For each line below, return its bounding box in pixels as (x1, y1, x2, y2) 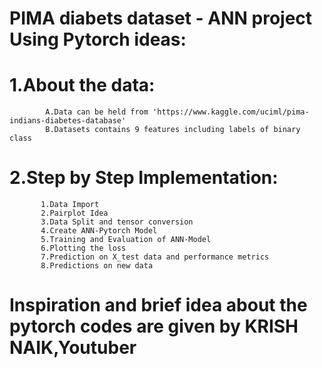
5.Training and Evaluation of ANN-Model (40, 235, 212, 245)
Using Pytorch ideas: (9, 28, 187, 51)
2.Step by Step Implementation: (9, 167, 279, 189)
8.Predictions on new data (40, 261, 154, 271)
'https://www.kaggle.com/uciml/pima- (152, 107, 310, 117)
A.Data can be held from (45, 107, 149, 117)
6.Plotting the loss (40, 243, 127, 254)
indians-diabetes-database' (9, 116, 127, 126)
